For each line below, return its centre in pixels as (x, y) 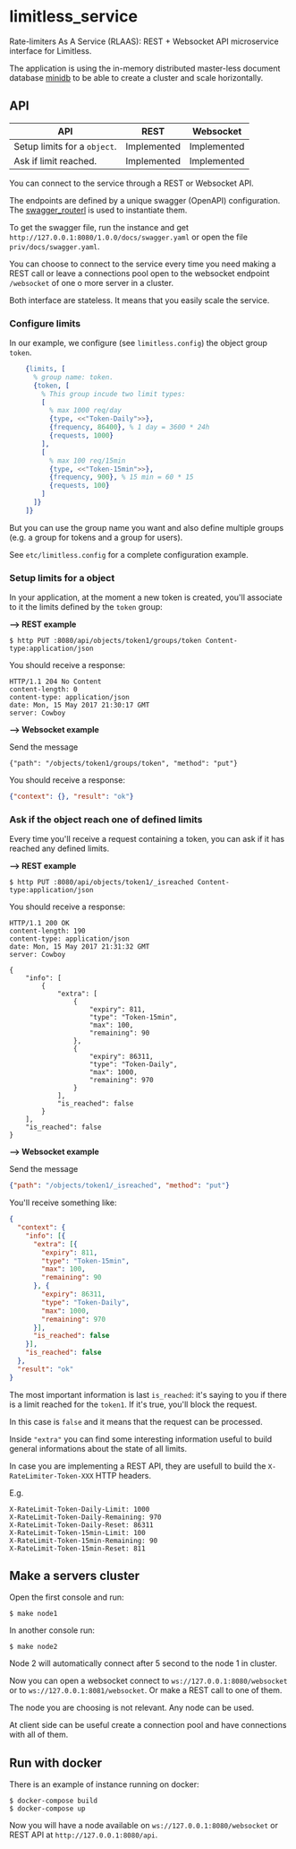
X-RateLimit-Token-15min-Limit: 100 (77, 1532)
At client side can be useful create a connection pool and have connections (148, 1725)
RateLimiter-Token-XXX (51, 1476)
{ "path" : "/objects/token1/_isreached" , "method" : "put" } (119, 1185)
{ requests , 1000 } (81, 436)
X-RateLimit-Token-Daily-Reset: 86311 (81, 1525)
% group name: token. (73, 377)
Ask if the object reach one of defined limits (106, 820)
